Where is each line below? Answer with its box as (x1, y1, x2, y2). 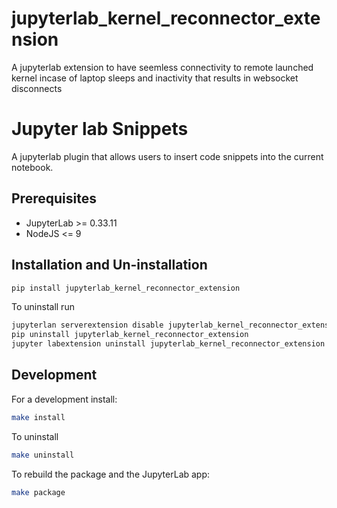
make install (11, 412, 66, 422)
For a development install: (11, 393, 118, 405)
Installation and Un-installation (11, 257, 208, 274)
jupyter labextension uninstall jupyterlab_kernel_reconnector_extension (11, 339, 326, 349)
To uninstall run (11, 301, 75, 313)
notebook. (11, 161, 54, 173)
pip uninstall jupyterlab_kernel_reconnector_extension (11, 330, 249, 340)
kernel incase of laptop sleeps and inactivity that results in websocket (11, 72, 299, 84)
